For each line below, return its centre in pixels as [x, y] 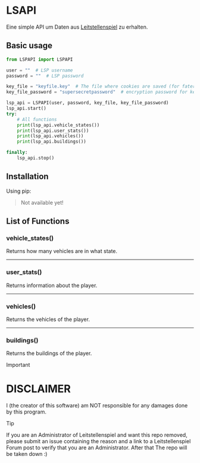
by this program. [26, 412]
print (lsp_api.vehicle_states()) [58, 125]
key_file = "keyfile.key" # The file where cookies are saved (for [93, 87]
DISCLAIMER [39, 389]
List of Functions [38, 221]
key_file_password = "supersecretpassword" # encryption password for [97, 92]
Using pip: [19, 191]
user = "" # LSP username [40, 70]
